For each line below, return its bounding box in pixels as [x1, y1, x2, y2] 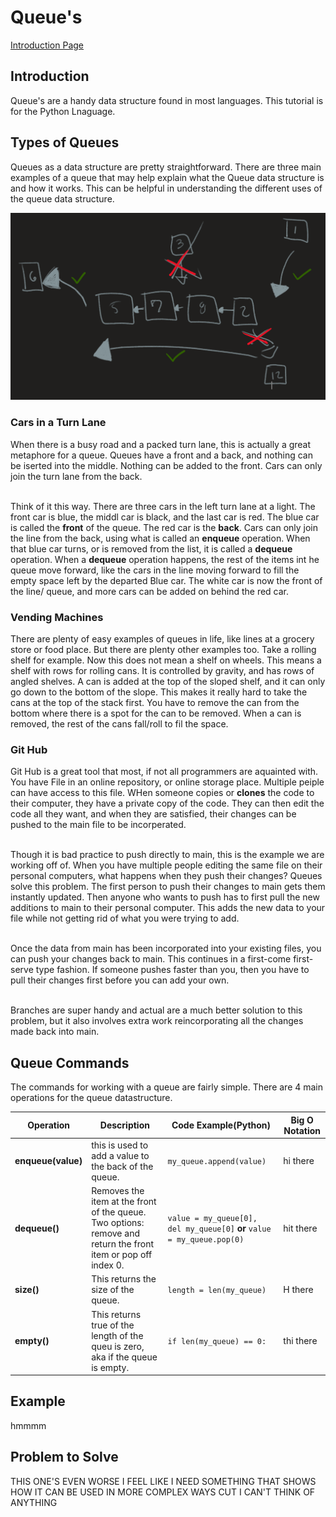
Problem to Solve [10, 1449, 119, 1466]
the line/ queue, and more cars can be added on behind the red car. [10, 585, 290, 597]
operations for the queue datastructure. [10, 1092, 173, 1103]
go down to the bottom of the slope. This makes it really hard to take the [10, 686, 308, 698]
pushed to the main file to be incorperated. [10, 819, 187, 831]
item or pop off [91, 1249, 153, 1260]
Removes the [91, 1185, 145, 1196]
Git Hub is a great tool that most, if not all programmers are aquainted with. [10, 766, 319, 778]
